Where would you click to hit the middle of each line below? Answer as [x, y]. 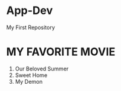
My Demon [29, 81]
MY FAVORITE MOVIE [61, 52]
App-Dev [30, 11]
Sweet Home [31, 75]
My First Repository [31, 27]
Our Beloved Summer [42, 69]
